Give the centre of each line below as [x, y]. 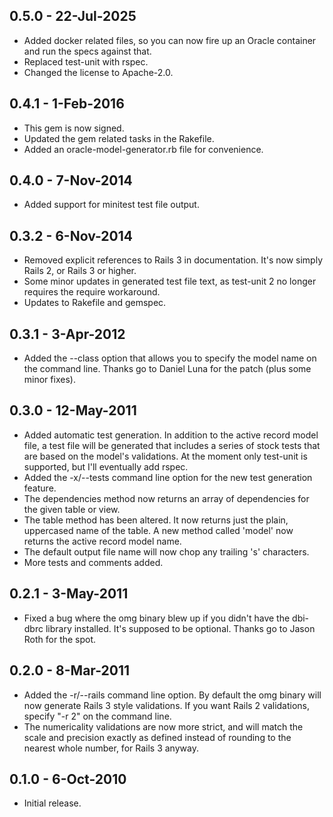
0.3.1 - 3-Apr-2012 [67, 334]
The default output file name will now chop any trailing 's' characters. [166, 551]
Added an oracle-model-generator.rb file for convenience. [143, 149]
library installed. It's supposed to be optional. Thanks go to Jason [180, 628]
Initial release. [52, 803]
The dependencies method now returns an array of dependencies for [166, 498]
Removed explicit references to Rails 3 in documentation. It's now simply [173, 260]
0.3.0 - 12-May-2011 [73, 410]
